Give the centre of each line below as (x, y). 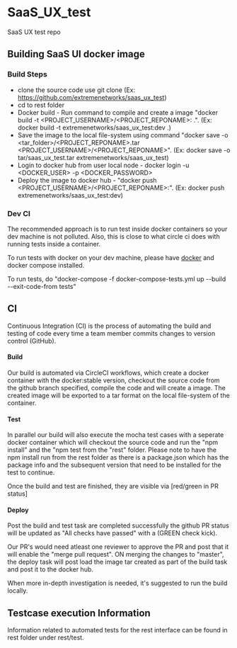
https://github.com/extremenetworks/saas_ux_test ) (92, 97)
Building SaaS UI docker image (76, 54)
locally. (18, 591)
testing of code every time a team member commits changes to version (111, 333)
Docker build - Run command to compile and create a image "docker (117, 112)
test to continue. (31, 472)
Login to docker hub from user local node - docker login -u (103, 165)
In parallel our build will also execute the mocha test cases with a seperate (116, 435)
